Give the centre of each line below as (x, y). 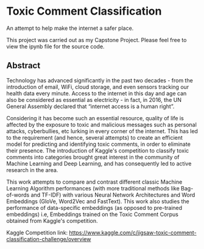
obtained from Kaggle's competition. (52, 220)
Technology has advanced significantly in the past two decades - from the (100, 80)
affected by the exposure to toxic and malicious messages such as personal (101, 125)
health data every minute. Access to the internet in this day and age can (97, 93)
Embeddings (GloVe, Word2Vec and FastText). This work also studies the (98, 201)
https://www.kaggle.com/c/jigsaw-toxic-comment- (133, 233)
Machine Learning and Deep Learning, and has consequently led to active (99, 164)
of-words (18, 195)
